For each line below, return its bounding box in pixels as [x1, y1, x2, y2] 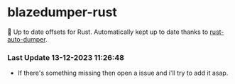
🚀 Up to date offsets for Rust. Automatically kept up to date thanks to [7, 28, 209, 36]
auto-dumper [7, 35, 46, 43]
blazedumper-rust [7, 4, 117, 20]
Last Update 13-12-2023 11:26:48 [7, 52, 124, 62]
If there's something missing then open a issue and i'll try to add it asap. [17, 68, 229, 78]
